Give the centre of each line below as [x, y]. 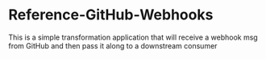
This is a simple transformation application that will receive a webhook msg [133, 37]
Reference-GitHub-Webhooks [111, 15]
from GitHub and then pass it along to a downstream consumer [113, 45]
